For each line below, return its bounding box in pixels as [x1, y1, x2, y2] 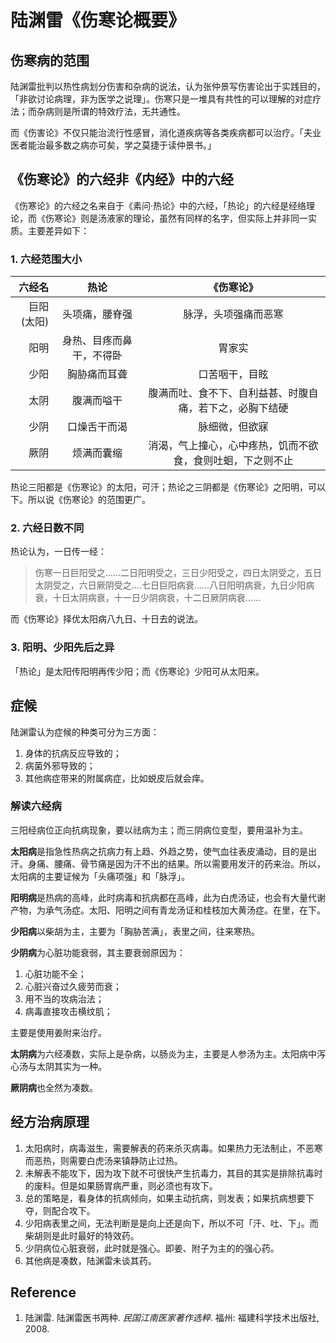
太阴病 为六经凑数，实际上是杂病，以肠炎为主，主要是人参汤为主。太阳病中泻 [10, 1047, 326, 1060]
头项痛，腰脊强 [62, 307, 133, 321]
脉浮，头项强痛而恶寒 [183, 307, 284, 321]
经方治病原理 [10, 1114, 90, 1131]
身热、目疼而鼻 [62, 334, 133, 348]
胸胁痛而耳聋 [67, 367, 128, 381]
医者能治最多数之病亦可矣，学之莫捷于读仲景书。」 [10, 139, 217, 151]
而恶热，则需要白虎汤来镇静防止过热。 [24, 1154, 183, 1166]
